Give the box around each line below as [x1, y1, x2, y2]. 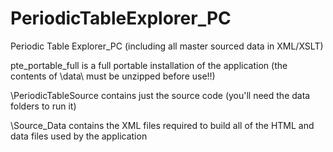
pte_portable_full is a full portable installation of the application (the [10, 59, 288, 71]
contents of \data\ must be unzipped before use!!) [10, 70, 216, 82]
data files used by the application [10, 130, 148, 142]
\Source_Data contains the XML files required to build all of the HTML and [10, 119, 315, 131]
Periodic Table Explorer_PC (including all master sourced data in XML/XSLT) [10, 40, 324, 52]
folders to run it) [10, 100, 77, 112]
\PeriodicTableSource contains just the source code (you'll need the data [10, 89, 311, 101]
